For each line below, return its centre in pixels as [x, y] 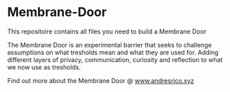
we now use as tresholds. [44, 67]
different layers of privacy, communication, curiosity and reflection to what [115, 59]
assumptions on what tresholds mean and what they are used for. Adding [113, 52]
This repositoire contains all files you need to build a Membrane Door [107, 31]
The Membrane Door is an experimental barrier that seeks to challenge [110, 45]
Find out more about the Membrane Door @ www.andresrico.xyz [101, 80]
